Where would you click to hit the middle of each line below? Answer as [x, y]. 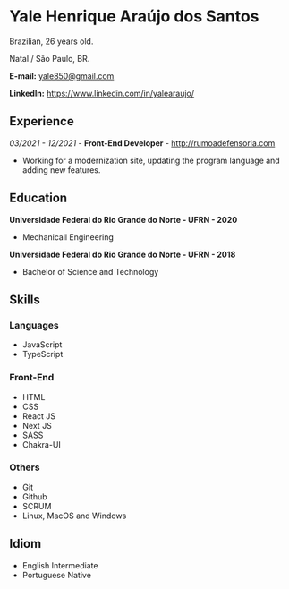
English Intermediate [60, 565]
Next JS [37, 425]
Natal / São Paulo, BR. [50, 58]
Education [38, 198]
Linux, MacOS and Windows [74, 516]
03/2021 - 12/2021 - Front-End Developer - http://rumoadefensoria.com [142, 143]
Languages [34, 325]
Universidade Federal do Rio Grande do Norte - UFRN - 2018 [123, 254]
